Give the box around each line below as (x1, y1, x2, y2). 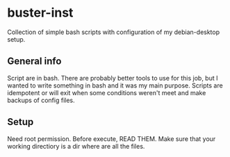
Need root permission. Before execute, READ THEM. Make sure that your (7, 134, 216, 143)
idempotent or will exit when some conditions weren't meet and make (7, 88, 206, 97)
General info (7, 56, 62, 67)
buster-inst (7, 5, 74, 21)
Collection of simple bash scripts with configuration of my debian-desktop (7, 28, 220, 36)
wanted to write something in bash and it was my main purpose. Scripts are (7, 81, 224, 90)
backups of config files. (7, 96, 75, 104)
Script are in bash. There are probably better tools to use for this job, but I (7, 74, 218, 82)
